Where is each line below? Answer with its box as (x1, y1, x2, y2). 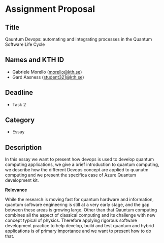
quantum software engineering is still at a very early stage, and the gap (5, 202, 150, 208)
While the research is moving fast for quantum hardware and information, (5, 197, 154, 202)
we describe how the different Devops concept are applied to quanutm (5, 167, 149, 173)
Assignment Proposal (5, 3, 95, 15)
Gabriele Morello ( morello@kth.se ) (12, 69, 82, 75)
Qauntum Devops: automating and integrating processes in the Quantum (5, 36, 152, 42)
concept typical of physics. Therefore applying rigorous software (5, 217, 137, 223)
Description (5, 143, 42, 152)
